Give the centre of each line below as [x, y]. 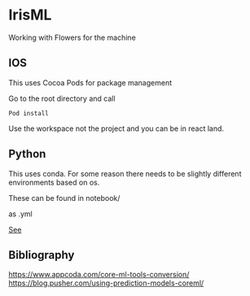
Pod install [29, 113]
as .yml [20, 214]
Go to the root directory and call [62, 98]
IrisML [30, 15]
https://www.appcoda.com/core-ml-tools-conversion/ [99, 275]
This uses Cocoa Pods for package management [90, 82]
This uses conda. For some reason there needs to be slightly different [125, 173]
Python [27, 154]
